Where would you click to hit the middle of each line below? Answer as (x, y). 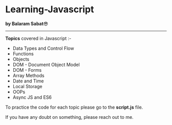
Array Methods (28, 75)
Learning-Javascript (50, 9)
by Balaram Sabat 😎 (27, 24)
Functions (23, 54)
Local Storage (27, 86)
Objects (21, 59)
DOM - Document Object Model (46, 65)
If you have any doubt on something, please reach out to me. (70, 117)
